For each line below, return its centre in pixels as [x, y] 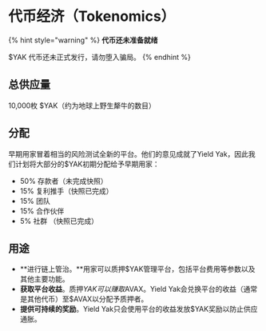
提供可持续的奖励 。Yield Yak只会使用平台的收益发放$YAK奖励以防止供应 [139, 309]
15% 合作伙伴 [42, 211]
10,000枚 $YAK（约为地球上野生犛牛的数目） [82, 106]
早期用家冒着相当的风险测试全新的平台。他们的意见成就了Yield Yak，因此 [129, 154]
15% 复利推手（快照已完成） [66, 191]
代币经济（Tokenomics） [92, 16]
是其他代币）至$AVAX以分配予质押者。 [84, 299]
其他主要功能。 [44, 279]
